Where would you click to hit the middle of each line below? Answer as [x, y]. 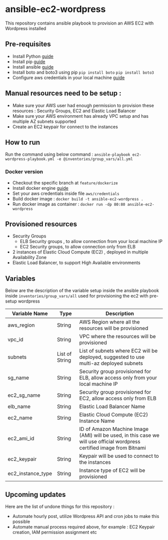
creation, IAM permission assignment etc [54, 532]
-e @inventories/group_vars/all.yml [95, 159]
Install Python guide [33, 56]
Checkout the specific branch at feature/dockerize [65, 183]
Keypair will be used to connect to [119, 456]
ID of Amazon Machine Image [114, 429]
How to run [23, 142]
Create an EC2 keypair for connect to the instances [65, 127]
